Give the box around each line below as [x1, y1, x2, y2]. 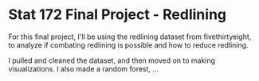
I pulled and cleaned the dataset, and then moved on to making [8, 56, 216, 65]
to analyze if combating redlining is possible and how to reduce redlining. [8, 40, 249, 49]
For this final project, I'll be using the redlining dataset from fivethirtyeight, [8, 32, 252, 41]
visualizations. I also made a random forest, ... [8, 64, 159, 73]
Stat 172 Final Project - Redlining [8, 6, 227, 24]
